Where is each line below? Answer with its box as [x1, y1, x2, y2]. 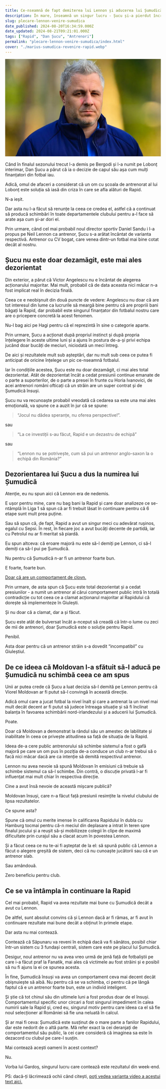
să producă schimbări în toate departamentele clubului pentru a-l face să [5, 211, 154, 217]
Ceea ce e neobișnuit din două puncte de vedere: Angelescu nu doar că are [5, 297, 160, 303]
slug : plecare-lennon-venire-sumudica [5, 18, 85, 23]
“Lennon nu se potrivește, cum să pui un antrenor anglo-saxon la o [17, 450, 154, 456]
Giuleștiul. [5, 649, 26, 654]
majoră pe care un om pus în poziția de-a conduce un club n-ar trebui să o [5, 748, 157, 754]
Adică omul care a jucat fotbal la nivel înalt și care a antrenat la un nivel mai [5, 698, 158, 704]
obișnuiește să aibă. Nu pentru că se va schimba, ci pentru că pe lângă [5, 979, 150, 985]
